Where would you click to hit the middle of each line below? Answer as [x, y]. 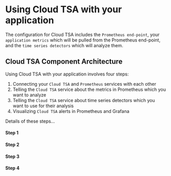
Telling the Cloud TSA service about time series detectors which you [84, 100]
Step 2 [12, 144]
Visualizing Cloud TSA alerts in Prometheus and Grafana [71, 111]
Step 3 [12, 156]
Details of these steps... [30, 121]
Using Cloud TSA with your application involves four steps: [67, 74]
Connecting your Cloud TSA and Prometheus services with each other [84, 84]
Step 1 [12, 133]
